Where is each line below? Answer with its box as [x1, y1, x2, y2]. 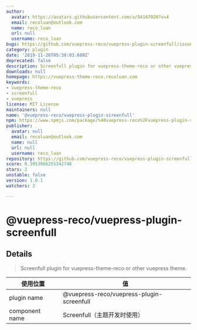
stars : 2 [6, 166, 28, 173]
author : [6, 8, 25, 15]
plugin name [9, 294, 43, 302]
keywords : [6, 80, 30, 86]
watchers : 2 [6, 183, 35, 189]
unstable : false [6, 172, 46, 178]
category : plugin [6, 47, 49, 53]
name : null [11, 139, 38, 145]
